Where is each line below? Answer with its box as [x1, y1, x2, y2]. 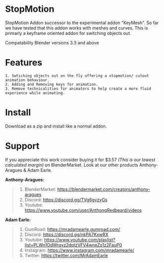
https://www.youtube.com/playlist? [44, 236, 116, 242]
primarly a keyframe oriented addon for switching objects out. [5, 30, 131, 36]
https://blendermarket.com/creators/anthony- [57, 186, 151, 192]
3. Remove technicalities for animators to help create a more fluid [5, 86, 152, 91]
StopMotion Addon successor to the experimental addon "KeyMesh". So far [5, 20, 159, 26]
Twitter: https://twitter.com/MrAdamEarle [24, 252, 108, 258]
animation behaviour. [5, 77, 50, 82]
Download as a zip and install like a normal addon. [5, 123, 107, 129]
